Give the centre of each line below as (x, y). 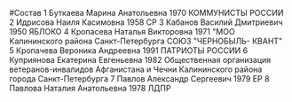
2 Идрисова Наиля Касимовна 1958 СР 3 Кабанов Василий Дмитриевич (146, 22)
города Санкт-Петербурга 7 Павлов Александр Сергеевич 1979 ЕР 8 (139, 78)
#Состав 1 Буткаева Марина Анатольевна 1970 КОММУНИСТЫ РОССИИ (146, 13)
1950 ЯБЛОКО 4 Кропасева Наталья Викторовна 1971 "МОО (122, 31)
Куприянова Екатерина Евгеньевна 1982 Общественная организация (140, 60)
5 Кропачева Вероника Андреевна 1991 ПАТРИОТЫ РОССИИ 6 (129, 51)
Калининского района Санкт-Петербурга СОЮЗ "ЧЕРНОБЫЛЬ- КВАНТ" (146, 41)
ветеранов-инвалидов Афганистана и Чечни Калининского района (136, 69)
